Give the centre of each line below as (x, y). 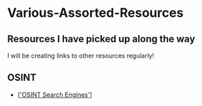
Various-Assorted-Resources (96, 13)
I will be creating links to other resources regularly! (81, 55)
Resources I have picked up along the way (101, 39)
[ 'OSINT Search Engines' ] (55, 94)
